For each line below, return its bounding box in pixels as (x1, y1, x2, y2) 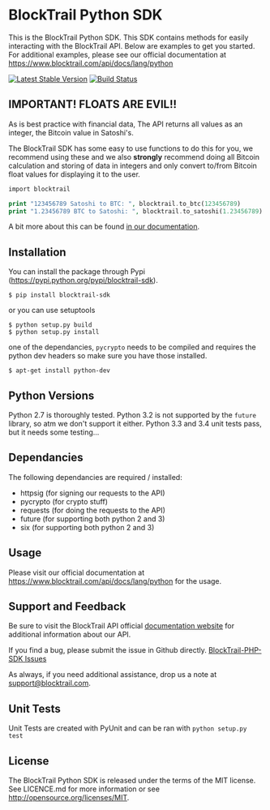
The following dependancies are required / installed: (8, 472, 182, 482)
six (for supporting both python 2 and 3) (19, 522, 155, 532)
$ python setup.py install (8, 328, 100, 336)
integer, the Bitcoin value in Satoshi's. (8, 127, 134, 137)
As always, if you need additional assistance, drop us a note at (8, 670, 217, 679)
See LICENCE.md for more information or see (8, 784, 161, 794)
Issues (24, 654, 47, 664)
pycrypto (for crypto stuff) (19, 496, 108, 506)
